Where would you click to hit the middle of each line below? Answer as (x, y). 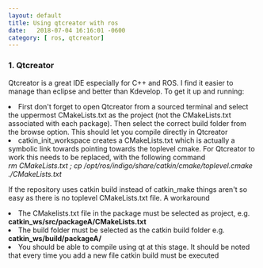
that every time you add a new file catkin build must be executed (114, 255)
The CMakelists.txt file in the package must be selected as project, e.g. (134, 213)
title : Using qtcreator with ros (63, 23)
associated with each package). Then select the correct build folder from (128, 123)
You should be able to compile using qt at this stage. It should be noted (134, 247)
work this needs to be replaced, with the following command (107, 157)
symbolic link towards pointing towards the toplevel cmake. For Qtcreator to (131, 148)
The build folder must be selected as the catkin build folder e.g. (122, 230)
